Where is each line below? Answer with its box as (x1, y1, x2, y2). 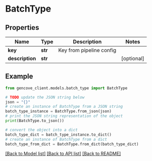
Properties (5, 23, 39, 32)
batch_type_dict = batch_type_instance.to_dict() (5, 132, 112, 137)
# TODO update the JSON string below (5, 95, 85, 100)
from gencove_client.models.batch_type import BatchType (5, 86, 128, 91)
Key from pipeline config (58, 47, 117, 54)
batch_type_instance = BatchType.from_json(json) (5, 109, 112, 114)
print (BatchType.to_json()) (5, 118, 65, 124)
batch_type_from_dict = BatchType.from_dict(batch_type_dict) (5, 141, 139, 147)
